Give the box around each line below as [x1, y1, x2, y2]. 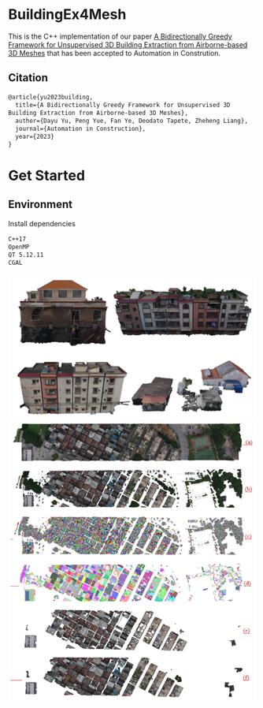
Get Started [8, 166, 85, 184]
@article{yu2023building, [8, 93, 93, 101]
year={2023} [15, 132, 55, 140]
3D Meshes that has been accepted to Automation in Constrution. [8, 48, 221, 58]
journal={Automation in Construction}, [15, 125, 146, 132]
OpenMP [8, 243, 30, 251]
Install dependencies [8, 218, 76, 228]
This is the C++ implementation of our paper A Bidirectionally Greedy [8, 32, 232, 41]
